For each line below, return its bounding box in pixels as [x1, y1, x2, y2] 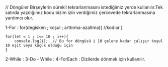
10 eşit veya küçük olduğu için [5, 43, 73, 48]
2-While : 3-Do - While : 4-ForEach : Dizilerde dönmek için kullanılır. [5, 56, 146, 62]
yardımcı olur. [5, 15, 34, 20]
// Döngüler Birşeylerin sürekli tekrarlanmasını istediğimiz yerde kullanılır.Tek [5, 4, 163, 10]
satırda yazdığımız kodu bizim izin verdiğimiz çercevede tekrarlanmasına [5, 9, 155, 15]
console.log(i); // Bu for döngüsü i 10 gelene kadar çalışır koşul [14, 38, 163, 43]
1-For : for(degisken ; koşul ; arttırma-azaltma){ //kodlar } [5, 24, 123, 30]
